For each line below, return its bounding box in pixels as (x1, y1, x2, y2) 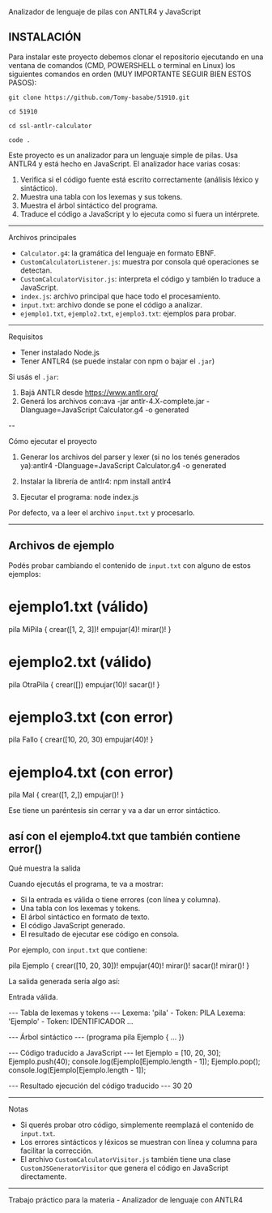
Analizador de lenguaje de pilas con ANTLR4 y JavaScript (8, 7, 202, 16)
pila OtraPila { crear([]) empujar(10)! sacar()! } (8, 679, 160, 689)
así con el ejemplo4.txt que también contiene (8, 829, 241, 843)
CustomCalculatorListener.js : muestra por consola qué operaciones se (19, 256, 259, 266)
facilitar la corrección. (19, 1146, 93, 1155)
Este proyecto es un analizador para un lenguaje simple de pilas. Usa (8, 150, 239, 160)
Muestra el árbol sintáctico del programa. (19, 200, 158, 210)
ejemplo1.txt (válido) (8, 597, 149, 616)
